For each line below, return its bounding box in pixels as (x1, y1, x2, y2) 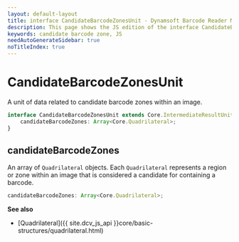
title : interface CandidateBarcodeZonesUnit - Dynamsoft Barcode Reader (7, 17, 228, 24)
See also (7, 205, 33, 214)
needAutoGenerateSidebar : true (7, 37, 100, 44)
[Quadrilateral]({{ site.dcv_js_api (17, 219, 112, 228)
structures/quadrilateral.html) (17, 226, 104, 235)
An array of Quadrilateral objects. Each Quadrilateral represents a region (7, 163, 227, 172)
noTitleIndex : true (7, 43, 65, 51)
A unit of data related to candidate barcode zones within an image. (7, 98, 203, 106)
